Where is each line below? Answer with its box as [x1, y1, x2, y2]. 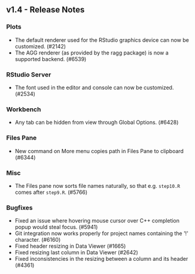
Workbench [6, 105, 41, 113]
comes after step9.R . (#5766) [14, 188, 88, 196]
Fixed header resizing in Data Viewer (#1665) [14, 242, 126, 250]
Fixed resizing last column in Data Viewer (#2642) [14, 249, 139, 256]
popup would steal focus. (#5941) [14, 224, 98, 231]
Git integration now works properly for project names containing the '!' [14, 230, 188, 237]
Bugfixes [6, 203, 33, 212]
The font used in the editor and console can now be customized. [14, 84, 174, 91]
